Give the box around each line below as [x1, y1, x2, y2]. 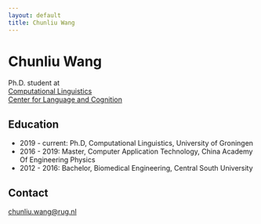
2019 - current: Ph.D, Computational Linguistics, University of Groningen [19, 139, 253, 148]
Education [8, 117, 60, 131]
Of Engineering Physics [19, 155, 96, 164]
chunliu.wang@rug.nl [8, 207, 77, 216]
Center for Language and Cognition [8, 95, 123, 104]
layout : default [8, 11, 61, 20]
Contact [8, 186, 49, 200]
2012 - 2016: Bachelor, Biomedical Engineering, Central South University [19, 164, 253, 173]
